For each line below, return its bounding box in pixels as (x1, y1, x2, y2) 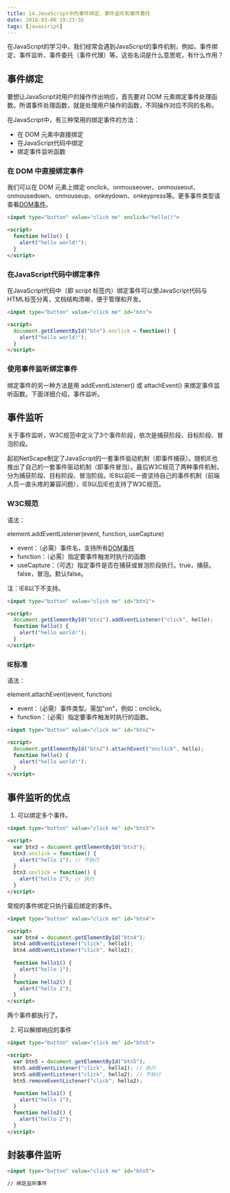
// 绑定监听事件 (7, 1180, 47, 1188)
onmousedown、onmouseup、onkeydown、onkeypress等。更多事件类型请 (7, 192, 220, 200)
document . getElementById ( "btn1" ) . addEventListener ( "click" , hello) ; (13, 616, 214, 623)
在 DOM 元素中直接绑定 (16, 130, 84, 139)
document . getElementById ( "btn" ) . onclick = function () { (13, 327, 176, 334)
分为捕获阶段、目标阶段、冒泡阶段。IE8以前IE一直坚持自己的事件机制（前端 (7, 472, 220, 480)
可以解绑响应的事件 (16, 1026, 72, 1034)
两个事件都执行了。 (7, 1011, 62, 1019)
